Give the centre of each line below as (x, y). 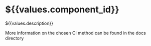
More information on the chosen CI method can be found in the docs (75, 33)
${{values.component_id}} (62, 10)
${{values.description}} (29, 23)
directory (14, 38)
